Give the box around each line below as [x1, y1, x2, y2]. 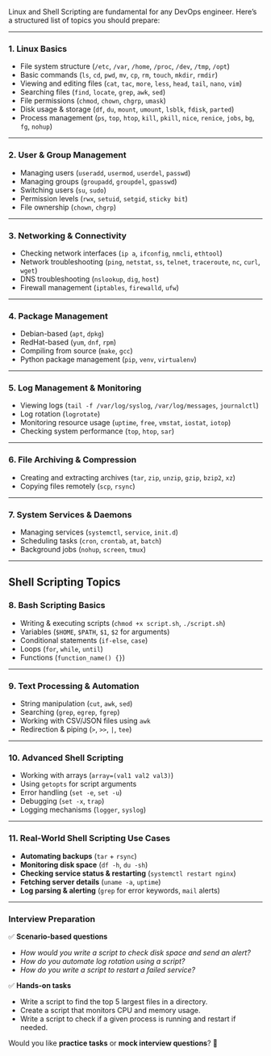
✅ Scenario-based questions [8, 931, 108, 941]
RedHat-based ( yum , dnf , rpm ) [19, 337, 117, 347]
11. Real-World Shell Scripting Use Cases [8, 833, 171, 844]
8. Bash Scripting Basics [8, 600, 106, 611]
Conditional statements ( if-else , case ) [19, 635, 148, 645]
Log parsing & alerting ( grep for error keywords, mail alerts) [19, 885, 220, 895]
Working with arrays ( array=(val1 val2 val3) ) [19, 771, 174, 780]
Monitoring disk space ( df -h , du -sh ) [19, 860, 148, 869]
